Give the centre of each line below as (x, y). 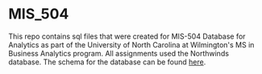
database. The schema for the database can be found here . (107, 62)
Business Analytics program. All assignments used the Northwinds (119, 53)
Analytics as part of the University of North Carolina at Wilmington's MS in (131, 44)
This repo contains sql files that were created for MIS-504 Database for (127, 36)
